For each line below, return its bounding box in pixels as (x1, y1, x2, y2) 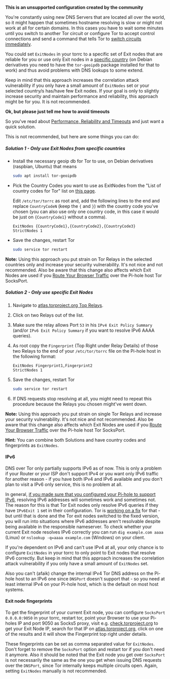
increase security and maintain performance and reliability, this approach (5, 94, 158, 99)
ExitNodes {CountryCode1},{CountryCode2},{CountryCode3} (12, 224, 136, 229)
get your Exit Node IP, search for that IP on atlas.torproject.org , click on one (5, 625, 163, 632)
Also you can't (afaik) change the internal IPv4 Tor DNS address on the (5, 570, 154, 576)
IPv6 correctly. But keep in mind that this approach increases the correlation (5, 555, 164, 561)
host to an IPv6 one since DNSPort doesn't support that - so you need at (15, 575, 165, 581)
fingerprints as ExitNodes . (5, 442, 59, 448)
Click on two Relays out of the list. (12, 312, 84, 318)
